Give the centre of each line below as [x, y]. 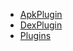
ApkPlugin [41, 14]
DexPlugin [41, 25]
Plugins [35, 35]
